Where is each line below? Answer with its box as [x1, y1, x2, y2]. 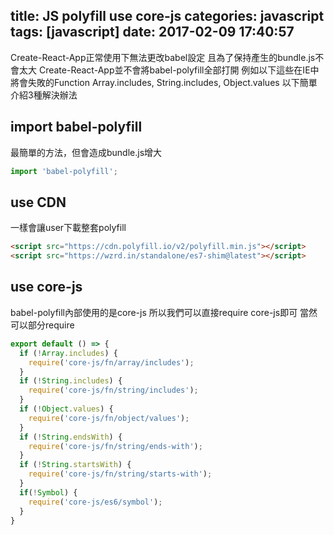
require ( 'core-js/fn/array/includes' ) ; [28, 357, 195, 368]
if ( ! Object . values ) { [19, 404, 114, 414]
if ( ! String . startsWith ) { [19, 460, 132, 470]
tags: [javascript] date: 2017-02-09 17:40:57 [10, 24, 295, 41]
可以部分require [10, 319, 75, 331]
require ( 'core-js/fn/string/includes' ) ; [28, 385, 199, 396]
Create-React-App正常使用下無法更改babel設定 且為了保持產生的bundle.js [10, 51, 316, 63]
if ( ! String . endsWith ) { [19, 432, 123, 442]
